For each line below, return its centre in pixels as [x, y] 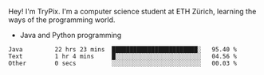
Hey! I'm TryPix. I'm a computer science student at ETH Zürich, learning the [132, 11]
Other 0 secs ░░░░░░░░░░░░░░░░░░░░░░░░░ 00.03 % [123, 63]
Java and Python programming [71, 35]
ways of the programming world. [62, 20]
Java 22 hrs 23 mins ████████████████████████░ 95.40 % [123, 50]
